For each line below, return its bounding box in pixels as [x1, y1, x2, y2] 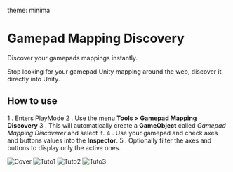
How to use [7, 95, 58, 107]
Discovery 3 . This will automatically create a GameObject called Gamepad [7, 121, 226, 129]
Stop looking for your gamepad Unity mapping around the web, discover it [7, 67, 222, 76]
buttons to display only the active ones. [7, 143, 121, 152]
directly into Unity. [7, 74, 60, 83]
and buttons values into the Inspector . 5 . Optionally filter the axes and [7, 136, 212, 145]
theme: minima [7, 6, 51, 14]
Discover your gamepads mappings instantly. [7, 53, 138, 62]
